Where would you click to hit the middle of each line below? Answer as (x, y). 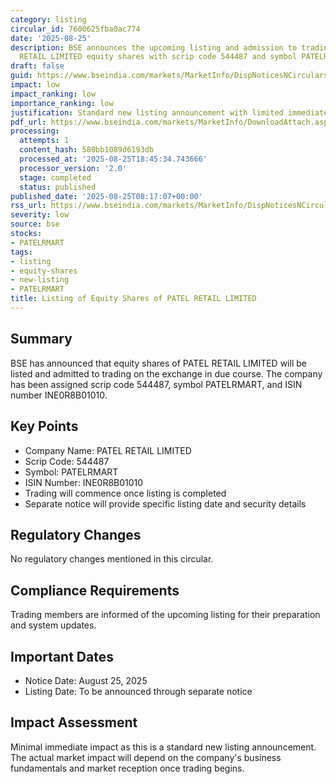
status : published (58, 187)
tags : (21, 252)
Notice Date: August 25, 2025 (86, 680)
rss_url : (28, 206)
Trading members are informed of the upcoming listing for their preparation (165, 615)
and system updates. (53, 625)
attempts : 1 (44, 141)
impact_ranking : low (53, 94)
